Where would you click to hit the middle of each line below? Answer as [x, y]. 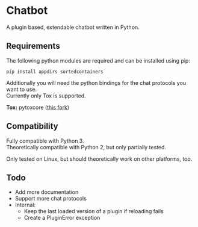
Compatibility [32, 126]
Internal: [25, 205]
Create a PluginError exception [62, 218]
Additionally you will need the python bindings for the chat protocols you [96, 82]
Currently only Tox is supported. [46, 95]
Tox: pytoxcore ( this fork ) [38, 107]
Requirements [33, 46]
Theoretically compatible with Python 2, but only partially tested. [86, 147]
